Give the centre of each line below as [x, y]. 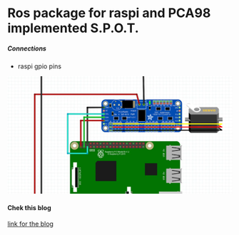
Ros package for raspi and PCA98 [109, 13]
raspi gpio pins [40, 66]
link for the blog [30, 224]
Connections [27, 48]
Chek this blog [29, 208]
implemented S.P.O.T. [73, 28]
